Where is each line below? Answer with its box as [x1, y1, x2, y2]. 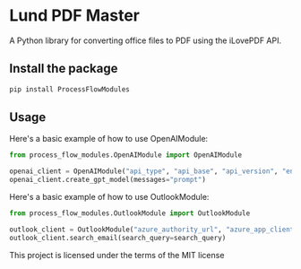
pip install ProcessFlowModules [9, 84, 130, 94]
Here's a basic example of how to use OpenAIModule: [9, 134, 209, 144]
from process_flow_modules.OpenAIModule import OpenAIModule [9, 151, 243, 160]
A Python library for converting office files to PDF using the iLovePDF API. [9, 35, 282, 46]
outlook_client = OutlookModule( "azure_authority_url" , [9, 225, 222, 234]
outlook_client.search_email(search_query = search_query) [9, 233, 227, 242]
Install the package [9, 61, 118, 76]
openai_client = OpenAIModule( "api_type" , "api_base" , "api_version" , [9, 167, 279, 176]
